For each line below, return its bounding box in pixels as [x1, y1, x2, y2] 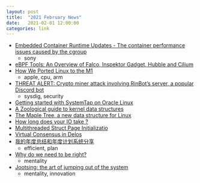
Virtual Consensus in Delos [14, 131, 82, 138]
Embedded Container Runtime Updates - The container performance [14, 42, 186, 49]
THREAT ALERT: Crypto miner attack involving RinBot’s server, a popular [14, 80, 194, 87]
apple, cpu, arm [23, 74, 63, 81]
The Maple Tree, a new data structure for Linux [14, 112, 132, 119]
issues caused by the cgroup [14, 48, 87, 56]
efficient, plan [23, 145, 58, 152]
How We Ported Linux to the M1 [14, 67, 93, 75]
